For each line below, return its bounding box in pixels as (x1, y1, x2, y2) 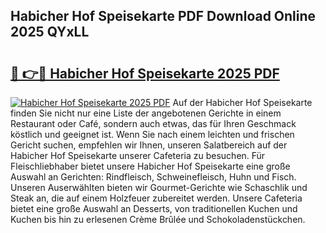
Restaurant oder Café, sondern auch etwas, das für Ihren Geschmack (10, 118, 297, 129)
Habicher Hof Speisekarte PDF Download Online (10, 8, 317, 25)
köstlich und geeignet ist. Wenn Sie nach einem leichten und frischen (10, 129, 295, 140)
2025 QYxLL (10, 24, 90, 41)
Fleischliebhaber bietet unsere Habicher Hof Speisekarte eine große (10, 160, 291, 172)
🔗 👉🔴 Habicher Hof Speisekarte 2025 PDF (10, 65, 280, 82)
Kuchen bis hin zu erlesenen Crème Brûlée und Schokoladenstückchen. (10, 214, 306, 225)
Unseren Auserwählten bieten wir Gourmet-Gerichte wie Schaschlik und (10, 182, 308, 193)
